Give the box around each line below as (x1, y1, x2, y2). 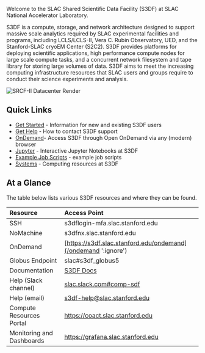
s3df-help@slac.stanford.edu (63, 293, 150, 302)
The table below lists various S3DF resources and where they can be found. (6, 194, 197, 201)
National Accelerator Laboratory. (6, 12, 88, 19)
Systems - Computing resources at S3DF (15, 160, 119, 167)
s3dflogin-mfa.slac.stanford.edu (63, 219, 158, 227)
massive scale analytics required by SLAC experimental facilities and (6, 30, 179, 37)
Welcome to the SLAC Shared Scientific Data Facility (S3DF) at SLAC (6, 5, 179, 12)
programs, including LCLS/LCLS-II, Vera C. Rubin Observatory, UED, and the (6, 37, 198, 43)
